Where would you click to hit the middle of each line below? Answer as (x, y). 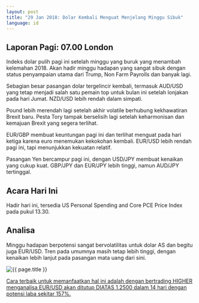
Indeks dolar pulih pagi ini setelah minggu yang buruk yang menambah (94, 62)
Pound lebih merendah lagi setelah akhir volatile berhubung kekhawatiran (97, 110)
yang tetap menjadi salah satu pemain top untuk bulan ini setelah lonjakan (97, 92)
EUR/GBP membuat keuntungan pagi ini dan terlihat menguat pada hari (94, 135)
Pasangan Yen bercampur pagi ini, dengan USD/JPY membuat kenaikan (95, 159)
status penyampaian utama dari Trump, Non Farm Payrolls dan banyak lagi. (99, 74)
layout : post (22, 12)
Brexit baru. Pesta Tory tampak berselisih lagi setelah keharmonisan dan (95, 117)
